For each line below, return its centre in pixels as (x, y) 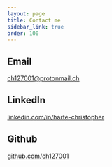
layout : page (26, 14)
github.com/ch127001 (38, 156)
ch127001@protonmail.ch (43, 78)
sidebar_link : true (36, 27)
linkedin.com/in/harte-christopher (56, 117)
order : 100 (23, 33)
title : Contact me (34, 20)
